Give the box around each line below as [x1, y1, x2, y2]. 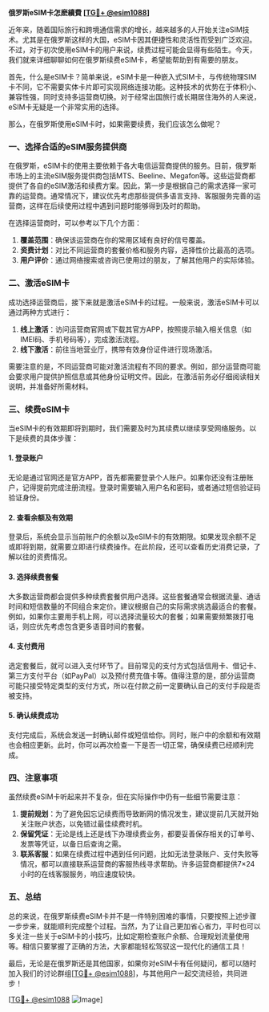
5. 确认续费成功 [8, 711, 58, 720]
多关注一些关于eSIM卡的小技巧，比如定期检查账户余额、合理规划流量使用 [8, 931, 250, 941]
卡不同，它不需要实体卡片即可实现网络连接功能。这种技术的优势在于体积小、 [8, 82, 261, 92]
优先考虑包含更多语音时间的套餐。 [35, 622, 149, 631]
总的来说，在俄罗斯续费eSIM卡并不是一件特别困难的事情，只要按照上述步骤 [8, 911, 257, 920]
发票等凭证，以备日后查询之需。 [19, 839, 126, 849]
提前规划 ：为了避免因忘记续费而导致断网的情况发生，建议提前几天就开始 [19, 809, 259, 818]
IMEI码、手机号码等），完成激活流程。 [19, 334, 144, 344]
